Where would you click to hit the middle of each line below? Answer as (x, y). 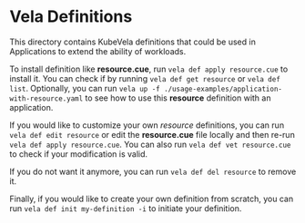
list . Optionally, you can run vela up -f (85, 88)
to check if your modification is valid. (79, 154)
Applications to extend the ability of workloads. (98, 51)
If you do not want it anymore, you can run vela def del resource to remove (153, 171)
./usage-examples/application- (223, 89)
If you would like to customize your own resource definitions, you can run (147, 125)
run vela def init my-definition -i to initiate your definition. (126, 208)
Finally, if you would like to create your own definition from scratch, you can (152, 199)
